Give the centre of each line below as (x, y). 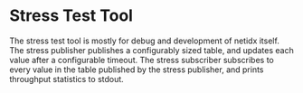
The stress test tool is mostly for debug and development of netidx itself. (145, 41)
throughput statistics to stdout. (66, 79)
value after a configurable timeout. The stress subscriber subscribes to (142, 60)
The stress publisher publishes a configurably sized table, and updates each (151, 50)
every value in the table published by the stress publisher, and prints (137, 70)
